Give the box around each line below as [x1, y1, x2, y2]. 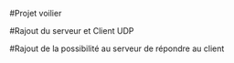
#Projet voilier [9, 8, 62, 18]
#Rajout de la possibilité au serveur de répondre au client [9, 43, 225, 54]
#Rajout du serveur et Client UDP [9, 26, 134, 36]
